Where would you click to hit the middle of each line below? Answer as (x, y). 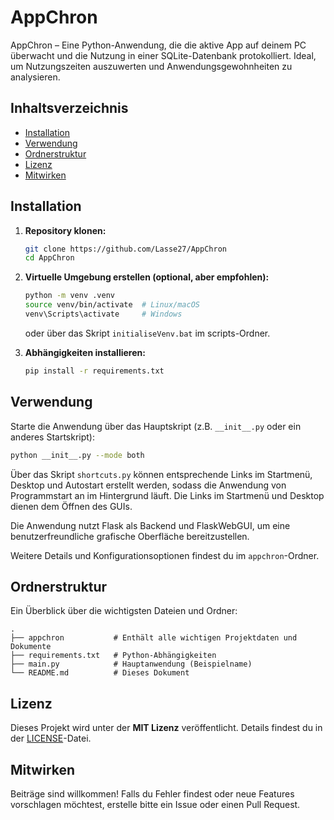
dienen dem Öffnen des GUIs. (71, 506)
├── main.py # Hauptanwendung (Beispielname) (131, 664)
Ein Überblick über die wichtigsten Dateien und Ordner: (124, 611)
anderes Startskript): (52, 437)
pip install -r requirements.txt (94, 371)
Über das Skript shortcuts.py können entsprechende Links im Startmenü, (161, 474)
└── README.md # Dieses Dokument (100, 673)
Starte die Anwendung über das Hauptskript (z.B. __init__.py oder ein (156, 426)
